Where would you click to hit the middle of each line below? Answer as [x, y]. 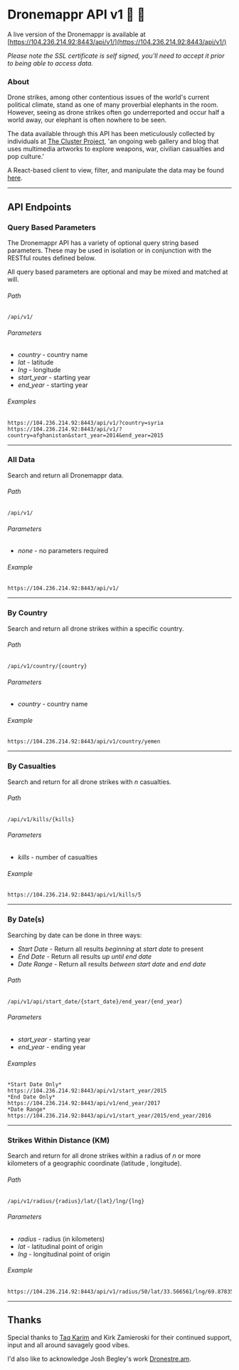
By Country [27, 613]
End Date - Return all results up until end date [85, 956]
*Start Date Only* [34, 1085]
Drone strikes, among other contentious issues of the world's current [108, 97]
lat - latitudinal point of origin [60, 1246]
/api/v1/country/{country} [47, 666]
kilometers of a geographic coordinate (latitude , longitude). [95, 1163]
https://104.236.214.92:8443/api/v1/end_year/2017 [84, 1103]
